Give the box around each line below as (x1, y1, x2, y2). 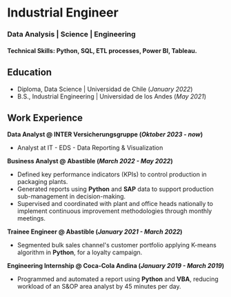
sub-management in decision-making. (17, 192, 126, 201)
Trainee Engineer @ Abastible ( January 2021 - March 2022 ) (7, 227, 183, 236)
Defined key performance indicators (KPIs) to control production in (17, 170, 207, 178)
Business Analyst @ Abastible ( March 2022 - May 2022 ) (7, 157, 174, 165)
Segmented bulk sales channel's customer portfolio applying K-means (17, 241, 217, 249)
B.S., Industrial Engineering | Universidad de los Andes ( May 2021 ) (17, 92, 207, 101)
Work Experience (7, 112, 83, 123)
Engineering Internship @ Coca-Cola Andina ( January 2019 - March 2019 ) (7, 262, 225, 270)
